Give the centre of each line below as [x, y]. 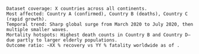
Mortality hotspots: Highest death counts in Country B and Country [94, 35]
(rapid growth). [27, 19]
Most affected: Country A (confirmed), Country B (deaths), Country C [97, 14]
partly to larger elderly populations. [67, 40]
